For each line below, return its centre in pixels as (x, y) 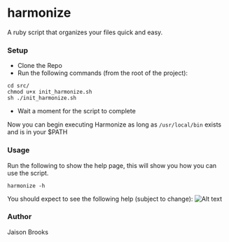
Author (20, 217)
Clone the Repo (40, 66)
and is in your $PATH (37, 132)
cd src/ (19, 86)
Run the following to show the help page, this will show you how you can (112, 165)
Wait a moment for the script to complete (77, 111)
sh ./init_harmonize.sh (42, 98)
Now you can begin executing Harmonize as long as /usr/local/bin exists (114, 124)
